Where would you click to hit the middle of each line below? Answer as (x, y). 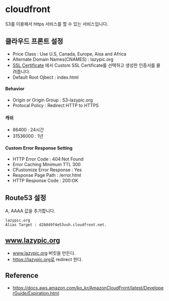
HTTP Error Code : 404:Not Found (48, 159)
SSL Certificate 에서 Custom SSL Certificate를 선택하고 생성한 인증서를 (84, 65)
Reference (22, 275)
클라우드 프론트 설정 (34, 41)
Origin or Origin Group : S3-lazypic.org (53, 100)
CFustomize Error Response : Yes (47, 170)
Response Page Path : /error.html (47, 175)
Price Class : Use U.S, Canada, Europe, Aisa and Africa (69, 54)
